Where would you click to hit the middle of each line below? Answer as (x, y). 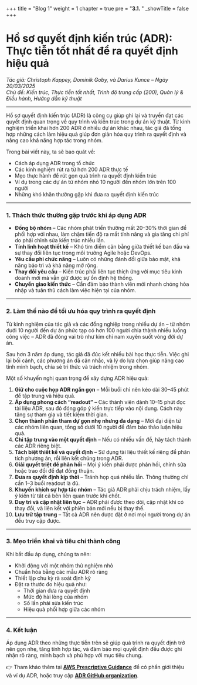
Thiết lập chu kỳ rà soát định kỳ (52, 578)
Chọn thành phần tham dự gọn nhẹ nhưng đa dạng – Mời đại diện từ (98, 420)
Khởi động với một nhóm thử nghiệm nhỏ (64, 565)
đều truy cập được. (38, 520)
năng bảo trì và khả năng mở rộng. (56, 265)
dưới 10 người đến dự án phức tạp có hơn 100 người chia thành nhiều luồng (96, 330)
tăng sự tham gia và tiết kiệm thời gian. (61, 415)
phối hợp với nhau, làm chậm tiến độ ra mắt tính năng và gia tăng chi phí (102, 234)
